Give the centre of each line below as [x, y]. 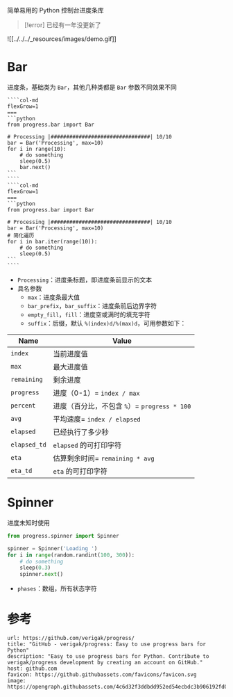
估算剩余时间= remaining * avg [104, 458]
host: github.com [32, 669]
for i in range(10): [37, 149]
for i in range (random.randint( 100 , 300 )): [71, 555]
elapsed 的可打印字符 [87, 445]
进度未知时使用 [28, 522]
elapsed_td [28, 444]
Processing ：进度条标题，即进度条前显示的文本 [85, 280]
